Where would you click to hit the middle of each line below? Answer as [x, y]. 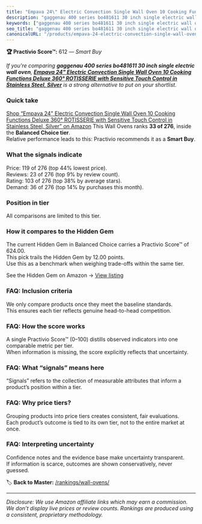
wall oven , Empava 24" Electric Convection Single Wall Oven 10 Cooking [99, 72]
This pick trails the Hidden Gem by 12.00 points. [66, 257]
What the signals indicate [44, 155]
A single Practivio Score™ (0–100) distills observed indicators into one [92, 339]
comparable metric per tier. [40, 345]
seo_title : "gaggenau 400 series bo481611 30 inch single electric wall [99, 29]
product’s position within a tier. [44, 387]
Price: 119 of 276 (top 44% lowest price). [57, 168]
